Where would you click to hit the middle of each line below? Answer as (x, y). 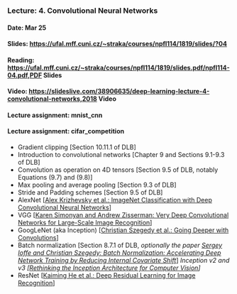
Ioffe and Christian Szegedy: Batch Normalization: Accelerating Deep (119, 253)
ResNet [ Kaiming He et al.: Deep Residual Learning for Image (106, 276)
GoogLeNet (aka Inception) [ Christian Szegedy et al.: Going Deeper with (123, 230)
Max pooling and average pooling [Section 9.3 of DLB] (97, 185)
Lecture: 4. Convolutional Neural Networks (83, 11)
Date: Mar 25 (27, 28)
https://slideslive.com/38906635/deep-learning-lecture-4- (119, 92)
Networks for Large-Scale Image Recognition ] (85, 223)
